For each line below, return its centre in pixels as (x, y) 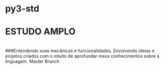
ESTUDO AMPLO (40, 32)
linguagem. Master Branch (32, 61)
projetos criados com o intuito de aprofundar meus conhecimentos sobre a (82, 56)
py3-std (22, 9)
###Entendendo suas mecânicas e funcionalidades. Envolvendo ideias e (80, 51)
